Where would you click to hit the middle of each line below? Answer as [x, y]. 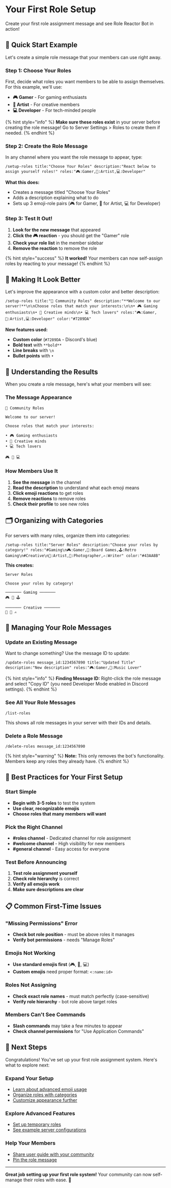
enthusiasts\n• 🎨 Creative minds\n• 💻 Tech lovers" [62, 313]
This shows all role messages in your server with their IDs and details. [78, 722]
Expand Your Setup [30, 1078]
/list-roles [18, 713]
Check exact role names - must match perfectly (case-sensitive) [81, 996]
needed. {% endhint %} [30, 133]
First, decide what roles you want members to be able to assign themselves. [85, 82]
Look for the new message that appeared [56, 230]
